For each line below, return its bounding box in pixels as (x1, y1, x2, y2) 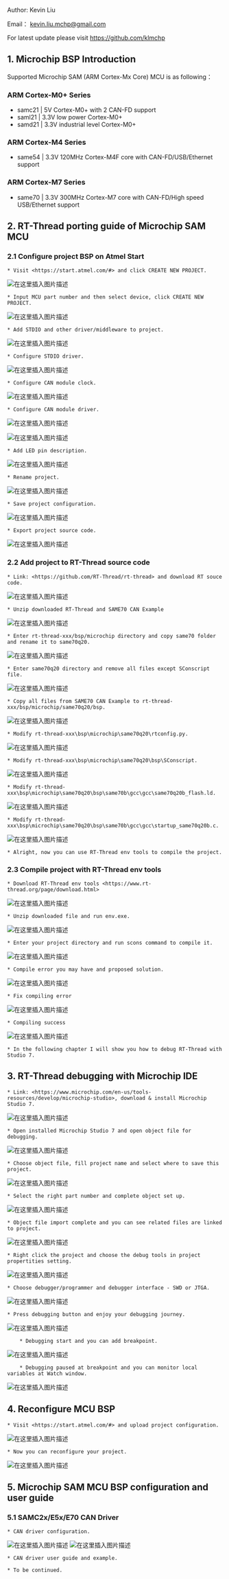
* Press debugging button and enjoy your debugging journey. (7, 1311, 186, 1317)
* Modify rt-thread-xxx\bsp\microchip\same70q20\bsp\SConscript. (7, 757, 197, 764)
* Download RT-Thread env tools (7, 880, 99, 887)
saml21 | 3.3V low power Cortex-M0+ (16, 113, 123, 122)
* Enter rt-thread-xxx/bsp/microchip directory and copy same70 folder (7, 632, 216, 639)
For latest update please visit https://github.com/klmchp (7, 34, 166, 42)
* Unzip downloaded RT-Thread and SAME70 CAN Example (7, 606, 165, 613)
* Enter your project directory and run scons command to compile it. (7, 939, 213, 946)
